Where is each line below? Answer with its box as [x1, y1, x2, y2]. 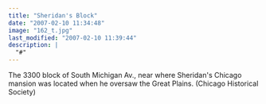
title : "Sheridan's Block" [8, 11, 98, 20]
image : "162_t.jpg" [8, 26, 73, 34]
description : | [8, 41, 59, 49]
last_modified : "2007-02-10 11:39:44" [8, 33, 137, 42]
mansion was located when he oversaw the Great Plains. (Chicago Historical [8, 79, 259, 88]
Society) [8, 87, 36, 96]
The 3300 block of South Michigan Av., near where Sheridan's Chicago [8, 71, 242, 79]
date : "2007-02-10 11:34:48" [8, 19, 105, 27]
